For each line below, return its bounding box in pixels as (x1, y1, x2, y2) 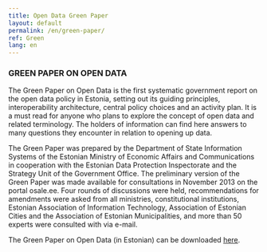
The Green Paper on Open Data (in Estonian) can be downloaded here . (8, 235, 241, 245)
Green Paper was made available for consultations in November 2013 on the (8, 177, 258, 187)
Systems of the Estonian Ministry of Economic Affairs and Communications (8, 152, 255, 162)
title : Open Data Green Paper (8, 11, 109, 20)
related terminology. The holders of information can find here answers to (8, 120, 247, 129)
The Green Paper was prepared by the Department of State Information (8, 144, 243, 153)
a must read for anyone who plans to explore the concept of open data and (8, 111, 255, 120)
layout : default (8, 19, 62, 27)
